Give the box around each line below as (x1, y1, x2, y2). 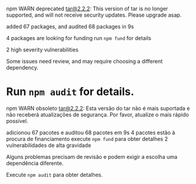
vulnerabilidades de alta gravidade (6, 142, 91, 149)
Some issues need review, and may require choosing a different (6, 58, 163, 65)
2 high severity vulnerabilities (6, 46, 79, 53)
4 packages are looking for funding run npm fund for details (6, 35, 151, 41)
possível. (6, 117, 29, 124)
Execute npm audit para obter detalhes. (6, 171, 103, 178)
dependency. (6, 64, 39, 71)
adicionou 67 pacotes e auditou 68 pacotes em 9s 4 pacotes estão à (6, 128, 175, 136)
